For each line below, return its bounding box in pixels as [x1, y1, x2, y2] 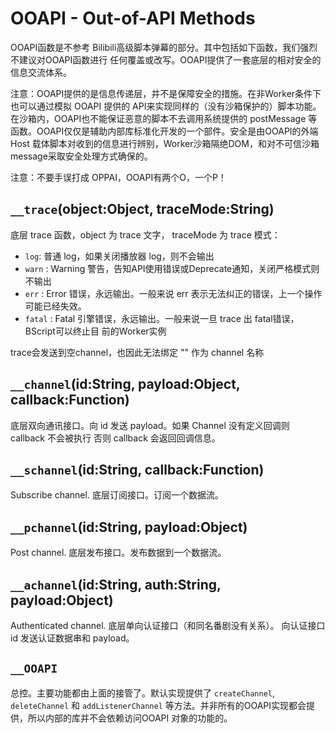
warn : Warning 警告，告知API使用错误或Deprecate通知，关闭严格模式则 [24, 262, 320, 274]
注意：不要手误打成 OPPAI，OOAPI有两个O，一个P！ [10, 171, 227, 183]
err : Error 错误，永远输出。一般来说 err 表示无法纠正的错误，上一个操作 [24, 287, 323, 299]
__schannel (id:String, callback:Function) [10, 461, 265, 478]
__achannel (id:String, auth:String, [10, 576, 222, 593]
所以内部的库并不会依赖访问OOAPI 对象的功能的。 [27, 712, 233, 724]
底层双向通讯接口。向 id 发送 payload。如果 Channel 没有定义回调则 [10, 419, 290, 431]
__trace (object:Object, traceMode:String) [10, 201, 275, 218]
